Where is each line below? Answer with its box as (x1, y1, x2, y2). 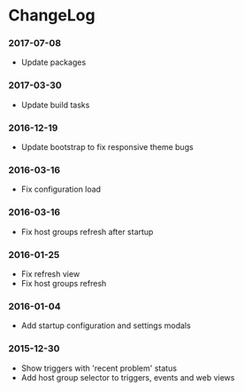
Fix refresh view (20, 268, 80, 279)
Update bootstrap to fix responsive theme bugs (20, 142, 194, 153)
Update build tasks (20, 99, 90, 110)
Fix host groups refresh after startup (20, 226, 154, 237)
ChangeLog (8, 5, 95, 26)
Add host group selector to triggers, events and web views (20, 372, 235, 382)
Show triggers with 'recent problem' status (20, 363, 178, 373)
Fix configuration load (20, 184, 102, 195)
